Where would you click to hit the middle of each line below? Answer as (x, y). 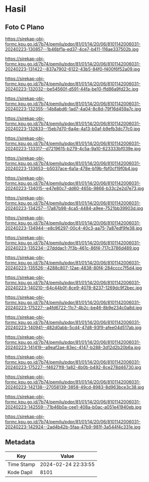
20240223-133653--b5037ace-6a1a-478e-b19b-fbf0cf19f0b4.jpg (71, 168)
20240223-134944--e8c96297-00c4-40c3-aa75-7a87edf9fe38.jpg (74, 228)
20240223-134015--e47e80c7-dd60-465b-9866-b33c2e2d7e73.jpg (74, 188)
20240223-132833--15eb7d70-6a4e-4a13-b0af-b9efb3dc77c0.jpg (73, 129)
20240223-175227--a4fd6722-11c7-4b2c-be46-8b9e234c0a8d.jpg (74, 308)
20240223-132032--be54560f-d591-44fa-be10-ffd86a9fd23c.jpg (72, 89)
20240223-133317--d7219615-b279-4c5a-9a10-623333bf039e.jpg (73, 149)
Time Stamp (21, 464)
